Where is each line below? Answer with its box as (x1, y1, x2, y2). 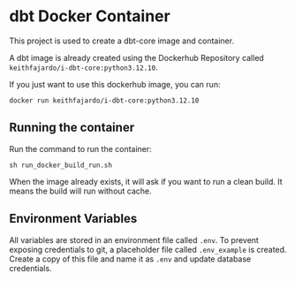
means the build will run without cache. (9, 186, 152, 196)
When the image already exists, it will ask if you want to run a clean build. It (9, 176, 283, 186)
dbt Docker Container (9, 6, 170, 27)
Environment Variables (9, 211, 138, 226)
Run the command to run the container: (9, 143, 152, 154)
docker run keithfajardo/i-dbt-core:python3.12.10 (9, 95, 200, 105)
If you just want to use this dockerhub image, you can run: (9, 79, 221, 89)
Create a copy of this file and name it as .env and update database (9, 254, 252, 264)
